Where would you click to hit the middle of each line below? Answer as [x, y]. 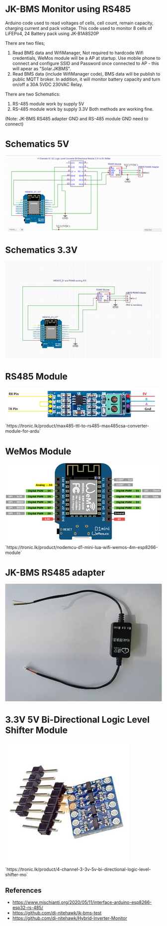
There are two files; [25, 43]
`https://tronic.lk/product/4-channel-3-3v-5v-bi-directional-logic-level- [78, 869]
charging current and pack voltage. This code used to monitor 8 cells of [79, 28]
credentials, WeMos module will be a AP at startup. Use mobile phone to [86, 58]
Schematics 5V [37, 144]
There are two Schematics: [33, 94]
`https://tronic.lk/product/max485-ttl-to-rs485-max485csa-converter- [77, 426]
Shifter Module [37, 730]
